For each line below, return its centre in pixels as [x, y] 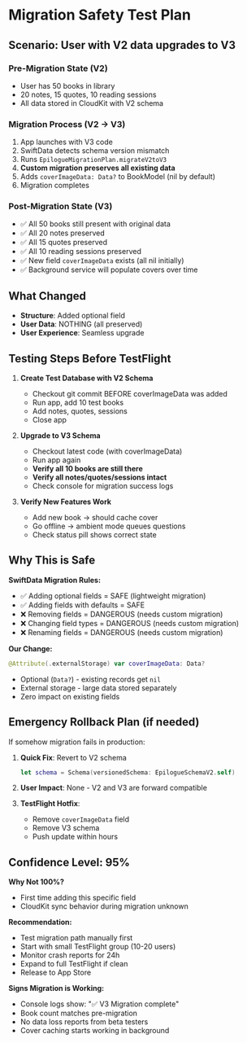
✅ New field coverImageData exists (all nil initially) [102, 261]
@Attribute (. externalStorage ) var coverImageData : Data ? [107, 664]
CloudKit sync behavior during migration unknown [104, 906]
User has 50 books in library [67, 85]
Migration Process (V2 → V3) [67, 124]
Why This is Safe [52, 561]
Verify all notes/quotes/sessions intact [100, 477]
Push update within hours [75, 837]
